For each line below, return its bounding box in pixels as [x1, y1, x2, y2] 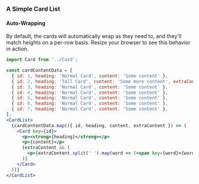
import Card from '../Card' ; [6, 57, 78, 63]
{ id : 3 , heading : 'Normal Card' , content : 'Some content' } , [11, 84, 168, 90]
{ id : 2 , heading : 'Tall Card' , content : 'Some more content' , [11, 78, 171, 84]
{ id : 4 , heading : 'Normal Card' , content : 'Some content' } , [11, 90, 168, 96]
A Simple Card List [6, 5, 60, 13]
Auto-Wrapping [6, 20, 46, 27]
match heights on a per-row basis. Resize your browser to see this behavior [6, 39, 191, 46]
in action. [6, 45, 29, 52]
